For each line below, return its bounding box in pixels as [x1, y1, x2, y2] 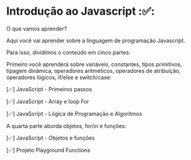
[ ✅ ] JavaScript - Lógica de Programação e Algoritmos [6, 110, 142, 117]
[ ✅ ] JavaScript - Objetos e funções [6, 134, 95, 142]
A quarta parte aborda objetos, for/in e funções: [6, 122, 127, 129]
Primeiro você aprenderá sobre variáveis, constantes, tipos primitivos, [6, 60, 182, 68]
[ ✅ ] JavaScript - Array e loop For [6, 97, 90, 105]
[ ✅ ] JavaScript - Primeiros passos [6, 85, 93, 93]
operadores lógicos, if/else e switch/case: [6, 74, 112, 81]
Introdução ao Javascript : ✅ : [6, 4, 155, 18]
